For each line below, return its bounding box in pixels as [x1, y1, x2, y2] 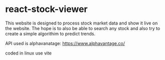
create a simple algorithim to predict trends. [5, 30, 96, 36]
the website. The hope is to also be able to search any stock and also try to [5, 25, 160, 31]
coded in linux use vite [5, 50, 52, 56]
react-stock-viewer [5, 3, 88, 15]
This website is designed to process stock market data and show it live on [5, 20, 158, 26]
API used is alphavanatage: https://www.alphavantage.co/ [5, 40, 125, 46]
